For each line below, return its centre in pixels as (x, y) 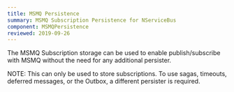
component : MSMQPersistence (48, 26)
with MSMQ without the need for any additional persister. (89, 61)
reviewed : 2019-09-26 (39, 33)
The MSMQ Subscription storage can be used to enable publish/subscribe (114, 53)
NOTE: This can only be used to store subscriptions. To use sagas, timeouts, (117, 74)
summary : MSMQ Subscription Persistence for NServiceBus (92, 20)
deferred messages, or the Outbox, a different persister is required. (104, 82)
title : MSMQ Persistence (43, 14)
